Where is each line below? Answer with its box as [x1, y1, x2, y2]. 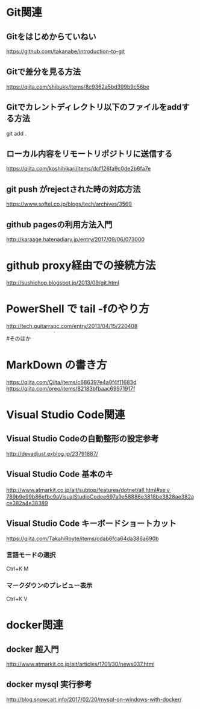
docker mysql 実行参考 [6, 679, 92, 690]
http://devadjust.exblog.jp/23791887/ [6, 450, 98, 457]
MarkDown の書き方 [6, 358, 107, 372]
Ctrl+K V [6, 595, 28, 603]
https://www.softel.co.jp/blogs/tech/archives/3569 [6, 200, 133, 208]
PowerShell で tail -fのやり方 [6, 302, 149, 316]
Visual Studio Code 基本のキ [6, 469, 113, 479]
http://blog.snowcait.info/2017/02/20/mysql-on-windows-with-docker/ [6, 696, 182, 703]
